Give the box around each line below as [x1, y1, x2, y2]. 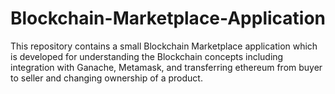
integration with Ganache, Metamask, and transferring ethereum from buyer [10, 61, 323, 73]
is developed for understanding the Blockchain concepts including [10, 50, 284, 62]
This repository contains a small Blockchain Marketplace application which [10, 40, 318, 52]
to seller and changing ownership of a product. [10, 72, 203, 84]
